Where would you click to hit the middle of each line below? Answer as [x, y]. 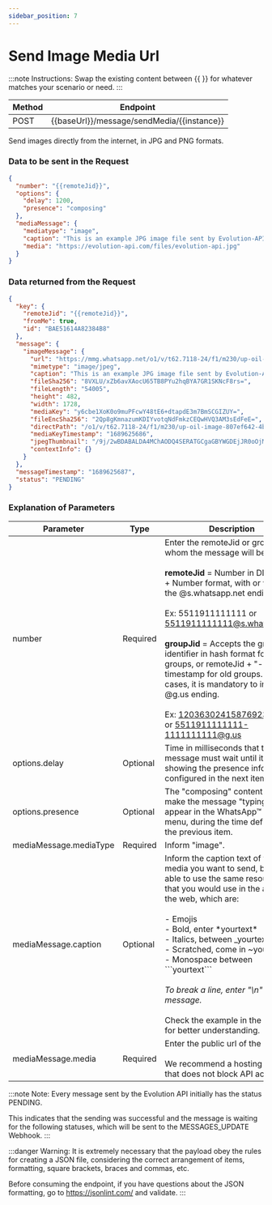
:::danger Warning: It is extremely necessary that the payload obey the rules [135, 1151]
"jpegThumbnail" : [59, 442]
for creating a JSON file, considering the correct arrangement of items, [127, 1160]
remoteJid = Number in [210, 573]
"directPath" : [54, 427]
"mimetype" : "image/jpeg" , [75, 366]
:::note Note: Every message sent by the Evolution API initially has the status [135, 1093]
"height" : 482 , [55, 397]
